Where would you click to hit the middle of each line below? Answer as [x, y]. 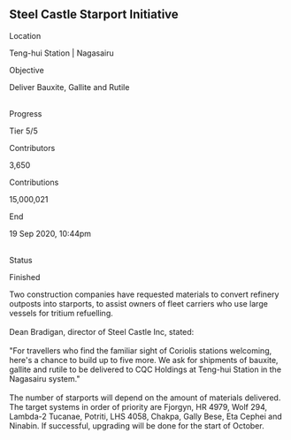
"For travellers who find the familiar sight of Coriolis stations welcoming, [141, 350]
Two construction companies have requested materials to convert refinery [144, 294]
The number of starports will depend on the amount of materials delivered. [145, 398]
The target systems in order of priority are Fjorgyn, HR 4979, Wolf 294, [138, 406]
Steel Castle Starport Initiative [94, 15]
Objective [27, 70]
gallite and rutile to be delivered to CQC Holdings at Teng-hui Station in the [145, 369]
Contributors [32, 148]
